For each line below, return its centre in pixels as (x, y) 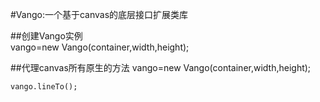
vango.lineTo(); (44, 87)
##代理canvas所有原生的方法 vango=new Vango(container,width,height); (161, 67)
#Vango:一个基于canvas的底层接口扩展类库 (99, 14)
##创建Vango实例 (46, 36)
